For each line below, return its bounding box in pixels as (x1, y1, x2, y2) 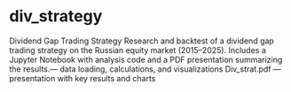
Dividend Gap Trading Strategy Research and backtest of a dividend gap (9, 35, 275, 46)
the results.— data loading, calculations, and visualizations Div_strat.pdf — (9, 64, 281, 74)
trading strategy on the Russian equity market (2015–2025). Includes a (9, 44, 266, 55)
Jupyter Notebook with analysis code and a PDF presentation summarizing (9, 54, 283, 65)
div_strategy (9, 6, 103, 27)
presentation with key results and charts (9, 73, 156, 83)
